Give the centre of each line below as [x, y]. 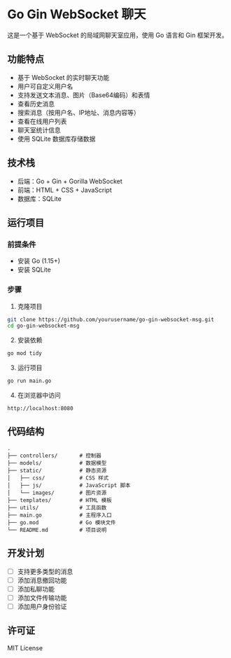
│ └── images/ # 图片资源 [57, 493]
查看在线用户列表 [42, 121]
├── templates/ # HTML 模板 [59, 500]
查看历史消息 [36, 104]
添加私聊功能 [36, 589]
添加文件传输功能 [42, 597]
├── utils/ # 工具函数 [57, 507]
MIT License [25, 647]
